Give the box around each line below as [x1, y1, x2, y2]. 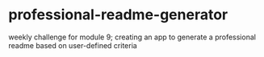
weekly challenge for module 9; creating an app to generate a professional [8, 32, 257, 42]
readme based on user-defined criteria [8, 40, 137, 50]
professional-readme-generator [8, 6, 228, 24]
